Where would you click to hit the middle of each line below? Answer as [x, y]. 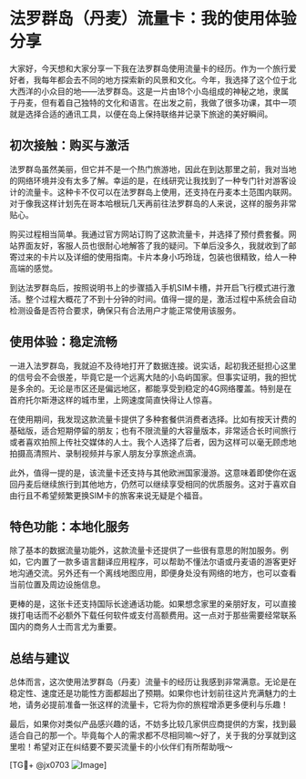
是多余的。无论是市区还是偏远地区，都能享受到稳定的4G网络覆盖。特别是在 [151, 388]
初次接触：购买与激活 [69, 145]
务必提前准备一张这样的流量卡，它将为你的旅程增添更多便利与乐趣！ [161, 705]
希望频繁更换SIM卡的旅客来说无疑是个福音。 [124, 495]
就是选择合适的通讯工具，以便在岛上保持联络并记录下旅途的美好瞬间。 [141, 114]
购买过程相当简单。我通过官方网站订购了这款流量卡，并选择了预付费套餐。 [149, 234]
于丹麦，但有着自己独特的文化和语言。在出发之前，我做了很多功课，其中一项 [153, 102]
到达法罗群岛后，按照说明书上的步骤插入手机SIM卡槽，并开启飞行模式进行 [148, 287]
